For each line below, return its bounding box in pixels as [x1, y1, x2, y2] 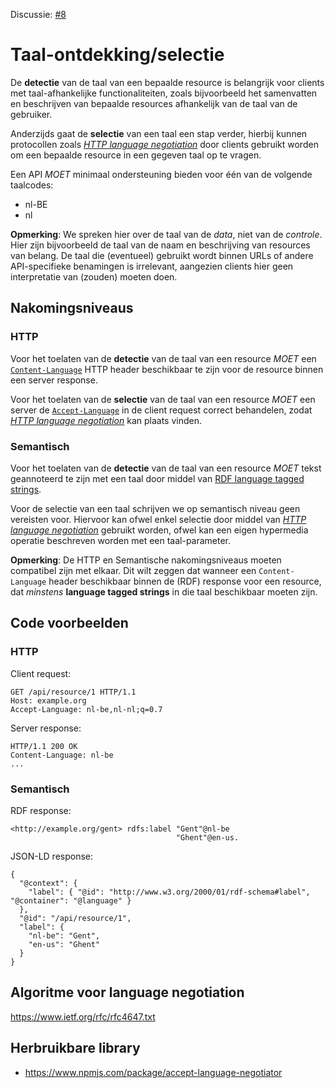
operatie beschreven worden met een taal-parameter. [10, 534, 232, 546]
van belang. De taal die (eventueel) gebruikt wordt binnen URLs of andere [10, 249, 314, 261]
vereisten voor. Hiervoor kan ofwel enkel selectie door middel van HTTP [10, 513, 307, 525]
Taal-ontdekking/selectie [10, 44, 225, 66]
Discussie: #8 [10, 9, 67, 20]
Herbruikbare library [10, 1040, 141, 1057]
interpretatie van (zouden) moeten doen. [10, 270, 178, 283]
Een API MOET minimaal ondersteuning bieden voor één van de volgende [10, 168, 313, 180]
